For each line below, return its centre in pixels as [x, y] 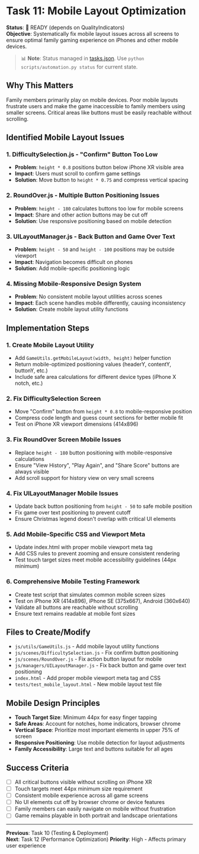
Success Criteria [38, 767]
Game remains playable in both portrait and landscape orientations [96, 815]
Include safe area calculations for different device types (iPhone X [95, 377]
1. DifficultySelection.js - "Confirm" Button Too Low [82, 155]
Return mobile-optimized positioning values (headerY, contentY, [93, 365]
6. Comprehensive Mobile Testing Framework [73, 582]
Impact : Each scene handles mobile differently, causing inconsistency [100, 303]
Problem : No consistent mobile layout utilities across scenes [89, 297]
